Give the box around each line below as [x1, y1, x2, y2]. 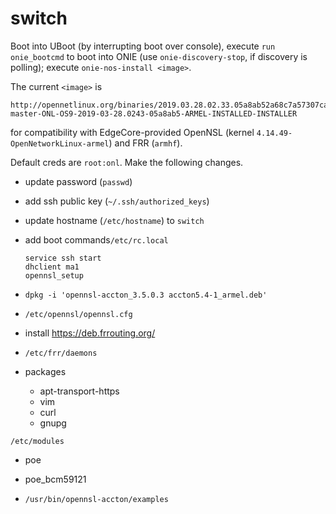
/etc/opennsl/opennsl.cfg [24, 309, 133, 319]
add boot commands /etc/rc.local [24, 233, 169, 246]
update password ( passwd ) [24, 175, 133, 187]
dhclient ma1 [24, 262, 80, 272]
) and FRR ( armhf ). [108, 137, 183, 149]
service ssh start [24, 253, 102, 263]
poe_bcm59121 [24, 473, 87, 485]
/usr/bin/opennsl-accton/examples [24, 494, 169, 504]
